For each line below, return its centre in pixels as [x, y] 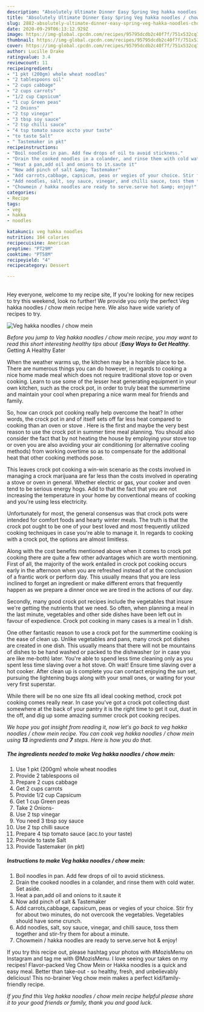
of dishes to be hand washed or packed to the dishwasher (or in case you [99, 652]
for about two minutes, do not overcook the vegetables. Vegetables [100, 915]
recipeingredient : [30, 68]
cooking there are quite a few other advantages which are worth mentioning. [102, 558]
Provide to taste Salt [41, 840]
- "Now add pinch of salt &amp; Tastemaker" [64, 170]
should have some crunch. [49, 921]
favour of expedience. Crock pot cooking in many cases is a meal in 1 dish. [100, 621]
